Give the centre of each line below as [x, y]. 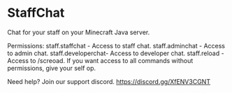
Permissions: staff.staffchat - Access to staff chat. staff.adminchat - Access [116, 45]
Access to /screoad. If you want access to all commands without [100, 60]
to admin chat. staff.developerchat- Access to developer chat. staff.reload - [116, 53]
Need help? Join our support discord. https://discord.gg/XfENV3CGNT [109, 81]
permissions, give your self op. [52, 68]
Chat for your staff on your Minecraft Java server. [79, 32]
